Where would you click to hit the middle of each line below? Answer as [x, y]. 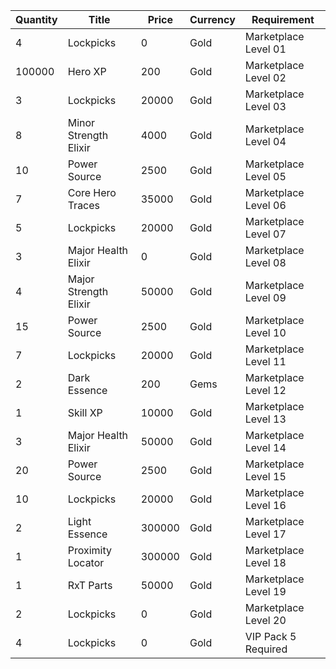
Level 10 [265, 332]
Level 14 [265, 447]
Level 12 [265, 390]
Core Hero [92, 192]
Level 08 [265, 262]
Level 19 [265, 591]
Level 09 [265, 297]
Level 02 [265, 77]
